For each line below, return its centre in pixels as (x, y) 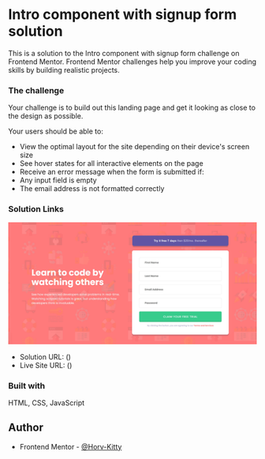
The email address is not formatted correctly (92, 189)
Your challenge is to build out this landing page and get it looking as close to (132, 107)
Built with (27, 386)
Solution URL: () (45, 356)
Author (26, 428)
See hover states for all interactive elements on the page (111, 164)
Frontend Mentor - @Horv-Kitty (71, 446)
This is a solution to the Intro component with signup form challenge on (124, 53)
